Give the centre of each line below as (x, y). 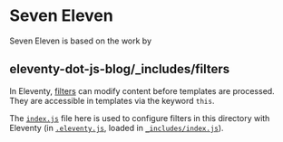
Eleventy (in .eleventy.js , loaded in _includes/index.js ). (117, 128)
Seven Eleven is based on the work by (81, 41)
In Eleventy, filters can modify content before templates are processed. (142, 90)
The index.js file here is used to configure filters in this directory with (140, 118)
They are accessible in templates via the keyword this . (112, 100)
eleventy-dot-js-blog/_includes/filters (120, 69)
